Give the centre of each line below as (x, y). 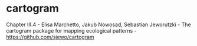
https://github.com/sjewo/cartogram (50, 37)
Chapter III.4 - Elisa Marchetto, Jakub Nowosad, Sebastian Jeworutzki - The (98, 24)
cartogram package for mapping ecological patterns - (71, 30)
